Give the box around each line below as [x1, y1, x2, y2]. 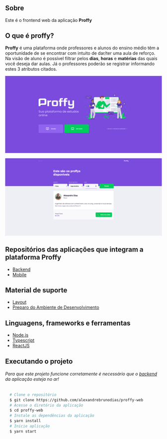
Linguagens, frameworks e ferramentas [5, 319, 131, 327]
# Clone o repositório [9, 392, 57, 397]
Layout [12, 299, 27, 305]
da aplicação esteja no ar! [5, 376, 60, 382]
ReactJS [12, 343, 30, 349]
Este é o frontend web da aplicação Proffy [5, 17, 92, 23]
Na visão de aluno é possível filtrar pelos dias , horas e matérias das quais [5, 55, 158, 61]
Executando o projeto [5, 357, 73, 365]
